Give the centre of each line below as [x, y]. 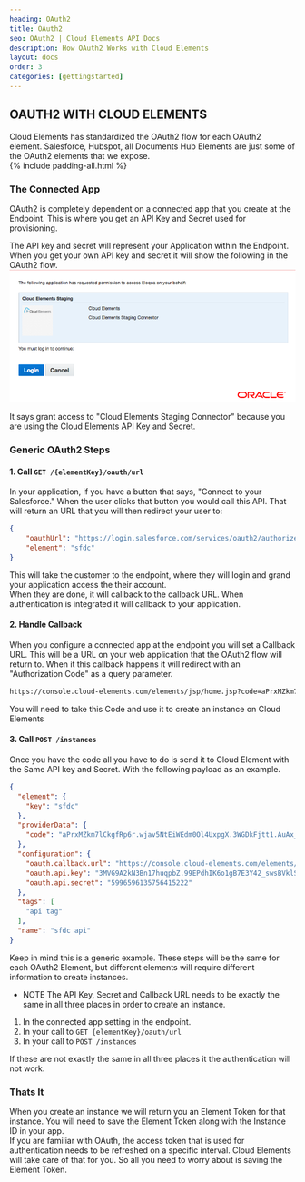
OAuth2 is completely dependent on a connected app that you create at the [151, 208]
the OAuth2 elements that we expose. [80, 155]
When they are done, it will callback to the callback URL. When [127, 594]
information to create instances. [69, 977]
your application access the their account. [88, 584]
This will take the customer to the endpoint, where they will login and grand [150, 575]
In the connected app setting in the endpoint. [107, 1021]
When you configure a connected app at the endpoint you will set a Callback [152, 644]
